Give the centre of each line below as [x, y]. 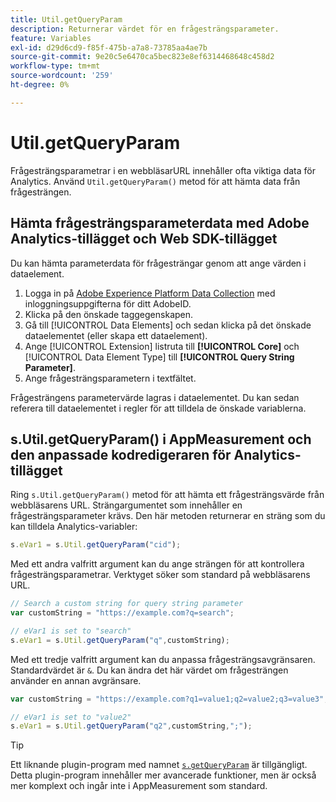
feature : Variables [51, 38]
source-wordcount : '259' [62, 76]
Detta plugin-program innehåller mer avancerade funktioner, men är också [163, 775]
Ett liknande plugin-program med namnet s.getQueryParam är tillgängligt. [159, 765]
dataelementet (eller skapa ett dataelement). [116, 335]
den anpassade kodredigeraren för [121, 454]
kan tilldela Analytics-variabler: [74, 527]
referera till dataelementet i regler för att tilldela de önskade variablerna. [158, 408]
